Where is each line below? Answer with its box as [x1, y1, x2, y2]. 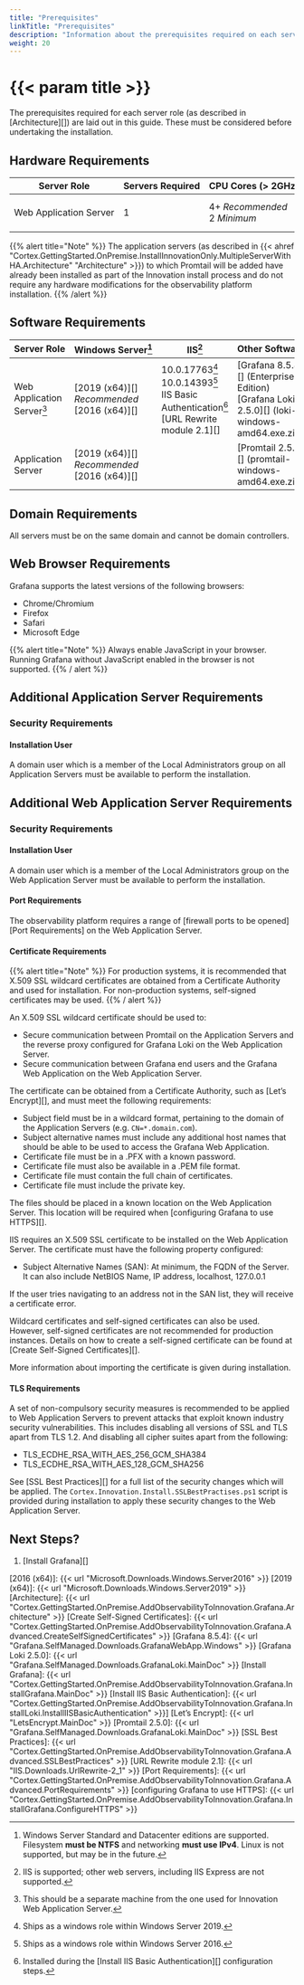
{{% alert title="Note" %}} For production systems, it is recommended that [9, 965, 287, 977]
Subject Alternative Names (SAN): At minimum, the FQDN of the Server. [22, 1261, 290, 1272]
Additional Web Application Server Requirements [9, 795, 292, 811]
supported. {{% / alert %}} [9, 663, 109, 674]
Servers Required [123, 180, 201, 192]
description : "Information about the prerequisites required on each [9, 30, 278, 39]
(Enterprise [246, 370, 295, 383]
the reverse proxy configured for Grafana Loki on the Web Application [22, 1040, 283, 1050]
